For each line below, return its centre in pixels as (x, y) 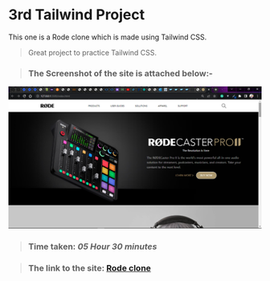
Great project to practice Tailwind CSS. (92, 52)
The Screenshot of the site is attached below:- (120, 73)
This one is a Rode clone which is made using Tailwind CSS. (108, 37)
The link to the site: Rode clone (89, 268)
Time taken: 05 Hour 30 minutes (92, 246)
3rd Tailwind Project (77, 15)
